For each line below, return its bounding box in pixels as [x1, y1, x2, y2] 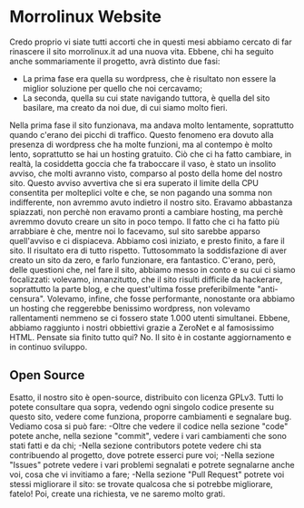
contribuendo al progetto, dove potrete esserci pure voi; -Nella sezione [9, 449, 275, 460]
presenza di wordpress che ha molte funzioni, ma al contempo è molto [9, 139, 273, 150]
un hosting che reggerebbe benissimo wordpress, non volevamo [9, 302, 251, 314]
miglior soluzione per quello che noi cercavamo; [22, 83, 202, 93]
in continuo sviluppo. [9, 341, 88, 352]
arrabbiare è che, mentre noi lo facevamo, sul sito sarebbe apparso [9, 225, 260, 237]
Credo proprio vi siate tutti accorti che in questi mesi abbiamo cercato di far [9, 36, 292, 47]
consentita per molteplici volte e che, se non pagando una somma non [9, 187, 272, 198]
